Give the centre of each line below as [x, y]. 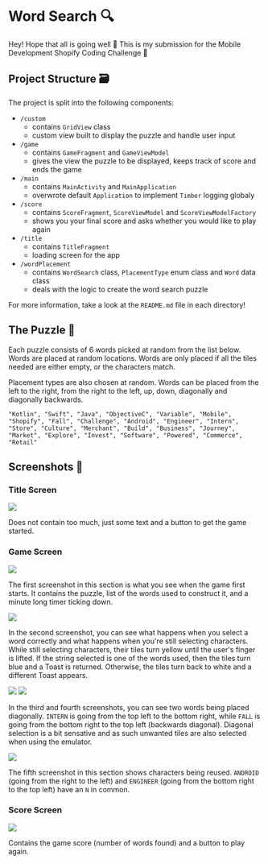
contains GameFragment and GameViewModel [101, 152]
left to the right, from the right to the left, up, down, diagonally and [118, 391]
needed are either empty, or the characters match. [92, 366]
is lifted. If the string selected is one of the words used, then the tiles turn [130, 658]
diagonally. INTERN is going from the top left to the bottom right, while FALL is [134, 716]
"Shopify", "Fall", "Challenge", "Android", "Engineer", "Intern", [124, 421]
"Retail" [23, 442]
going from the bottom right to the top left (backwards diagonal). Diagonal [131, 724]
